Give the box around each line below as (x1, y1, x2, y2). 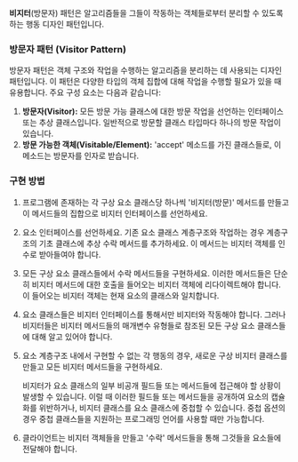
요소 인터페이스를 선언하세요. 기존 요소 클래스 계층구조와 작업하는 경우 (21, 227, 265, 237)
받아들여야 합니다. (38, 249, 101, 259)
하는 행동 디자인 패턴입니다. (9, 19, 105, 29)
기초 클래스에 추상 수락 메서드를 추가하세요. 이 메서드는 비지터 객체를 (38, 238, 277, 249)
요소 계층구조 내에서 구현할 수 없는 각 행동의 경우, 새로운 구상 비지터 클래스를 (21, 350, 288, 361)
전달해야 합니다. (21, 443, 77, 454)
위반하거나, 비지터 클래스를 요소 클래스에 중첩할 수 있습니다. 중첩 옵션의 (38, 402, 286, 413)
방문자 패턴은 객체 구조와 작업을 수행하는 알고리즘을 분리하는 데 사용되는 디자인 (9, 65, 283, 76)
